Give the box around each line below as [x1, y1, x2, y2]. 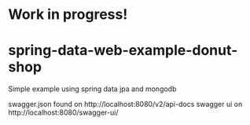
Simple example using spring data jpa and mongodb [8, 84, 177, 94]
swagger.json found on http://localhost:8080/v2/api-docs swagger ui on [8, 100, 243, 109]
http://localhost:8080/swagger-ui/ [8, 108, 119, 117]
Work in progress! [8, 6, 128, 24]
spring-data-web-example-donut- [8, 42, 238, 60]
